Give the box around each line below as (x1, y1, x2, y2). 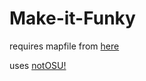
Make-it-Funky (9, 7, 136, 30)
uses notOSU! (9, 59, 67, 71)
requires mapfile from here (9, 40, 120, 52)
